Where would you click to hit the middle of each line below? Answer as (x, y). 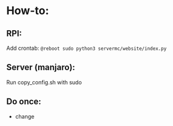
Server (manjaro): (41, 67)
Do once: (24, 102)
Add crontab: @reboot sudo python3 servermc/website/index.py (86, 48)
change (25, 116)
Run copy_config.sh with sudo (44, 82)
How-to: (28, 11)
